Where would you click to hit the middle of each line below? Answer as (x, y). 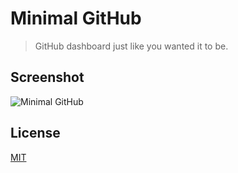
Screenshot (47, 77)
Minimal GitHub (76, 18)
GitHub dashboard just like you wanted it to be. (131, 46)
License (35, 133)
